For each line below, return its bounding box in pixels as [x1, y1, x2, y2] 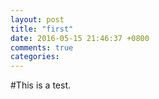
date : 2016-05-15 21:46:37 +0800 [10, 33, 150, 43]
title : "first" [10, 24, 74, 34]
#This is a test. [10, 79, 72, 91]
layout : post [10, 14, 65, 25]
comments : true [10, 42, 74, 53]
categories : [10, 52, 60, 62]
